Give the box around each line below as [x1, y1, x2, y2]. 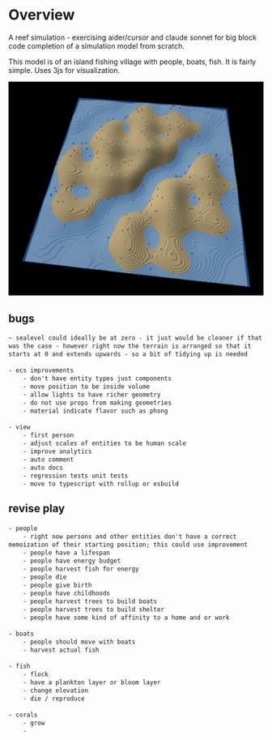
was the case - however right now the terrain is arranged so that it [8, 342, 252, 350]
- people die [23, 573, 67, 581]
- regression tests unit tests [23, 472, 129, 480]
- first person [23, 431, 74, 439]
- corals [8, 711, 38, 719]
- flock [23, 670, 49, 678]
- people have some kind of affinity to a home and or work [23, 614, 230, 622]
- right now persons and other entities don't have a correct [23, 533, 237, 541]
